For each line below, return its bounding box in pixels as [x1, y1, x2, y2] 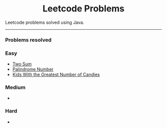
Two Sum [12, 61, 32, 67]
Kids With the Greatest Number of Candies [12, 71, 100, 77]
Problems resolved [5, 36, 52, 43]
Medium [5, 84, 26, 91]
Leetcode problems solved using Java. [5, 19, 84, 25]
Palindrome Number [12, 66, 54, 72]
